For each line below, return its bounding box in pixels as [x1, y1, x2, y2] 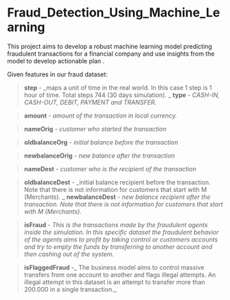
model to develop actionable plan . [7, 56, 105, 65]
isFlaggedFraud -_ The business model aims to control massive [23, 263, 205, 271]
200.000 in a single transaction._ [23, 285, 117, 293]
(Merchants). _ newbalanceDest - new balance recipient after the [23, 193, 211, 201]
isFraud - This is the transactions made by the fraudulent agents [23, 220, 208, 228]
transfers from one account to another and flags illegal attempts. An [23, 270, 216, 279]
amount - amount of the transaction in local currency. [23, 111, 177, 120]
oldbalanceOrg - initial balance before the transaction [23, 138, 179, 146]
